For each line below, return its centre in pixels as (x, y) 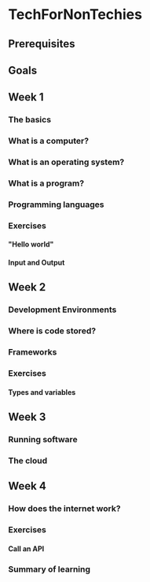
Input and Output (37, 263)
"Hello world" (31, 244)
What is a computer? (48, 141)
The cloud (28, 460)
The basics (30, 120)
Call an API (26, 548)
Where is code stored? (52, 331)
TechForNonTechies (75, 15)
